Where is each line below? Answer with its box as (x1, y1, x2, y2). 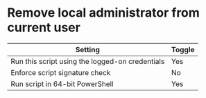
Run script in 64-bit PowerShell (10, 79, 114, 88)
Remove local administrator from (7, 5, 200, 21)
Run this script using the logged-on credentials (10, 56, 165, 66)
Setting (75, 44, 101, 54)
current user (7, 19, 81, 35)
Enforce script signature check (10, 67, 111, 77)
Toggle (171, 44, 195, 54)
